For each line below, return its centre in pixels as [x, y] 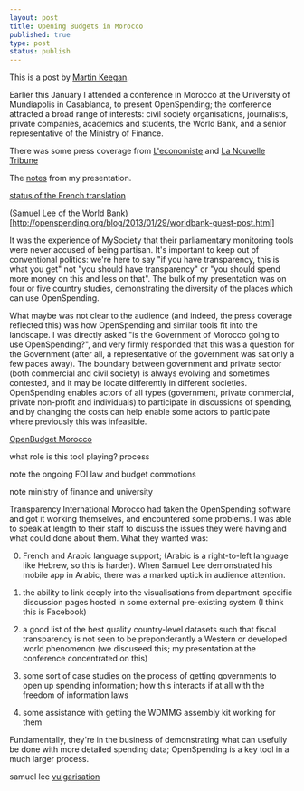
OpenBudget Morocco [51, 439]
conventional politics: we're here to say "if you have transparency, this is [144, 260]
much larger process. [49, 759]
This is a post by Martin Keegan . [69, 77]
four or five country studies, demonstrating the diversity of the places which [152, 289]
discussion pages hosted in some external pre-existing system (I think [153, 603]
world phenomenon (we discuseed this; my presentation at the [139, 649]
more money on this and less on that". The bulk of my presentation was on [148, 279]
